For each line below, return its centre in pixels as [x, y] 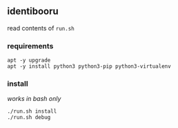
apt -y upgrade [29, 61]
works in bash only [34, 99]
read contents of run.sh [41, 28]
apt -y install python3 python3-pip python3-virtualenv [89, 66]
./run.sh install [32, 111]
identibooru [33, 11]
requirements [30, 46]
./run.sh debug [29, 118]
